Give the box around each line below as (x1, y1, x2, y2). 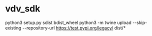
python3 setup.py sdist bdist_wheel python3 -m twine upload (5, 19, 131, 25)
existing (5, 24, 21, 30)
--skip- (132, 19, 147, 25)
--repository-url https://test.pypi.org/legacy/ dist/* (22, 24, 126, 30)
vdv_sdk (5, 3, 40, 14)
